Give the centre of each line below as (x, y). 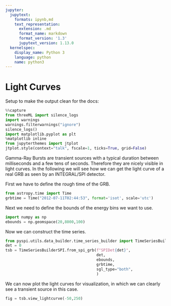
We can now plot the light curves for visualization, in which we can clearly (83, 284)
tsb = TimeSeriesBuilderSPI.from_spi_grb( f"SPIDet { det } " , (68, 250)
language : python (33, 57)
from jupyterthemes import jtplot (42, 144)
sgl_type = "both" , (115, 269)
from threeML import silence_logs (42, 115)
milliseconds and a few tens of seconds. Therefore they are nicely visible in (84, 164)
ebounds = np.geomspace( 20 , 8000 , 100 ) (45, 222)
